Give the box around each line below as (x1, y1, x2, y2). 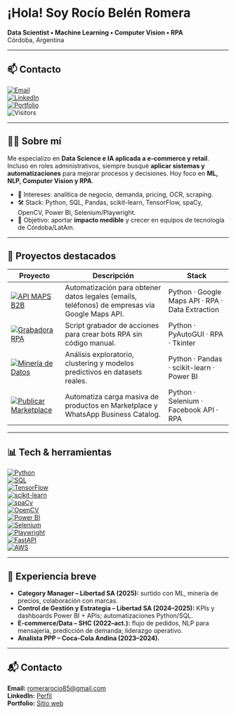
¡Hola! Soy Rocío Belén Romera (7, 5, 191, 21)
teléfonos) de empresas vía (65, 301, 155, 311)
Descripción (92, 271, 135, 281)
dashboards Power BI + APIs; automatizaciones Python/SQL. (17, 611, 193, 620)
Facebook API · (168, 405, 218, 415)
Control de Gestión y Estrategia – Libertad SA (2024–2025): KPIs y (17, 604, 215, 612)
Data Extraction (168, 305, 220, 315)
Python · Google (168, 287, 222, 297)
